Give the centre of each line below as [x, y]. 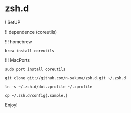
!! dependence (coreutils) [31, 32]
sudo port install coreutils [35, 69]
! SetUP [13, 22]
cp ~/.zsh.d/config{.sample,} [37, 95]
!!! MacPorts [18, 60]
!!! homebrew [19, 42]
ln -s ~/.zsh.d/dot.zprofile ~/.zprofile [49, 87]
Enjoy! [12, 105]
